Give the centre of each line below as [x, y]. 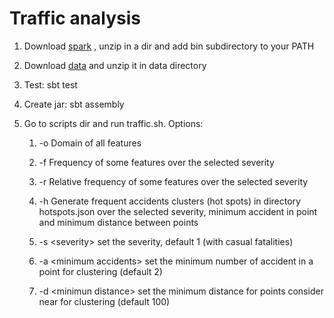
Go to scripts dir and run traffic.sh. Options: [113, 123]
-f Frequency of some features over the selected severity [156, 162]
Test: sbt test [50, 84]
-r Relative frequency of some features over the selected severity [173, 181]
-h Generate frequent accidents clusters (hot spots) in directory [169, 201]
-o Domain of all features [90, 143]
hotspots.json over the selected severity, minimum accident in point [178, 211]
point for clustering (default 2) [100, 271]
